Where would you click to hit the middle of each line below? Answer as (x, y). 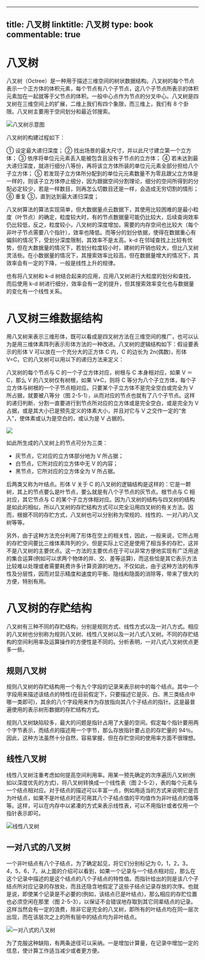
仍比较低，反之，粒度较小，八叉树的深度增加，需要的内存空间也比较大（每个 (103, 225)
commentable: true (44, 35)
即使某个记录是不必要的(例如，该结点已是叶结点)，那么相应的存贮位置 (110, 894)
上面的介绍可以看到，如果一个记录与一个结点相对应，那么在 (120, 871)
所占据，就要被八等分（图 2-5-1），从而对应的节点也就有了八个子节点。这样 (101, 396)
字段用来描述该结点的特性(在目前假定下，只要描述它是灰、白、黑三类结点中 (101, 694)
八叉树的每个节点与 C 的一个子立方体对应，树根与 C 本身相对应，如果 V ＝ (99, 373)
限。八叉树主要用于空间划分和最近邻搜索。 (60, 111)
